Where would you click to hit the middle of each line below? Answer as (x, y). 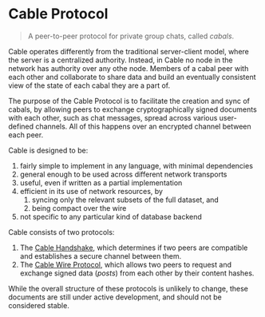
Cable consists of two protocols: (61, 232)
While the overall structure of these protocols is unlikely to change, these (129, 288)
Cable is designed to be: (48, 150)
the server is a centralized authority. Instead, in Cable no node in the (121, 60)
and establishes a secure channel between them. (101, 256)
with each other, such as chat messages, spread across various (113, 117)
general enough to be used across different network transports (123, 174)
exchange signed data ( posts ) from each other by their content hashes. (137, 273)
